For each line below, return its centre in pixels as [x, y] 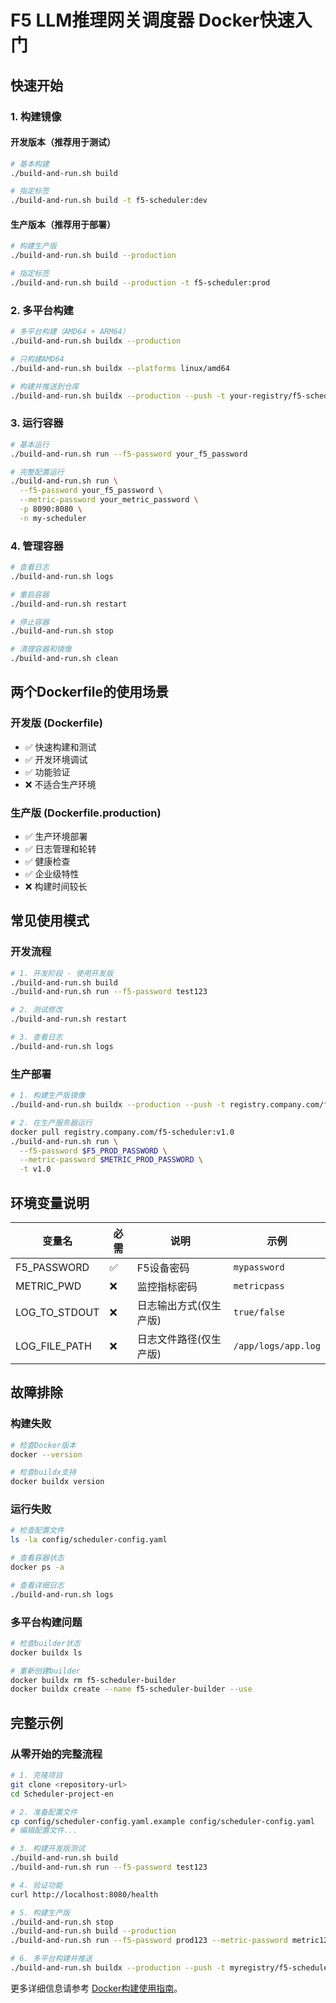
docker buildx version [57, 1482]
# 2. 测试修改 [36, 1010]
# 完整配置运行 [37, 472]
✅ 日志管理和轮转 [60, 849]
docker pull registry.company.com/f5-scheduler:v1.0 [122, 1132]
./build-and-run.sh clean [64, 659]
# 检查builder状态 [45, 1643]
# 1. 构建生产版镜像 [48, 1096]
